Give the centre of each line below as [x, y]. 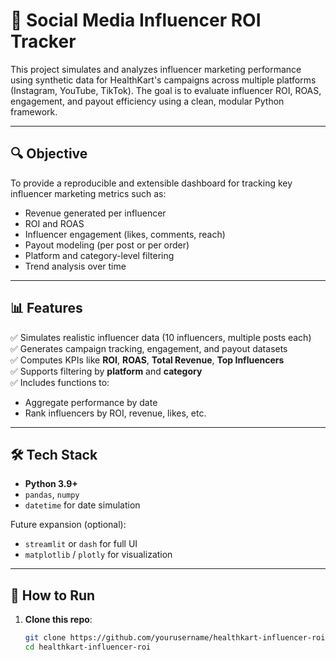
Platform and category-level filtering [99, 255]
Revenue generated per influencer [95, 213]
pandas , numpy [52, 495]
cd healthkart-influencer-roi [88, 647]
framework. [34, 111]
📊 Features [46, 308]
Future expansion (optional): [68, 525]
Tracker [43, 41]
